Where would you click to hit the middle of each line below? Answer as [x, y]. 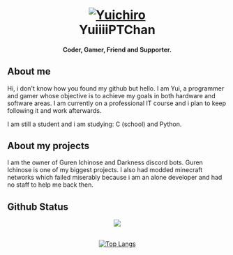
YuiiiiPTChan [117, 30]
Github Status [38, 207]
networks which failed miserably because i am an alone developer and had [115, 178]
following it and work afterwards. [54, 110]
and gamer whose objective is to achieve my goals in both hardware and [111, 95]
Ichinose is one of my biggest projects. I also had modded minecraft [105, 170]
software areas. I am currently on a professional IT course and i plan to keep [117, 103]
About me [29, 71]
